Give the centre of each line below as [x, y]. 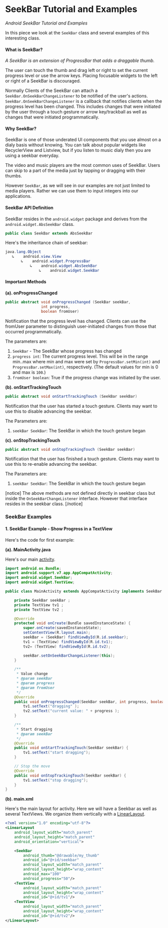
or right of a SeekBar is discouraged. [43, 81]
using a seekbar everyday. [32, 155]
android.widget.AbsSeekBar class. [40, 224]
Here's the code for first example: [40, 540]
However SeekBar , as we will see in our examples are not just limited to [78, 185]
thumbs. [14, 176]
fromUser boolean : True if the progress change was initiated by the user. [86, 377]
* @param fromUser [35, 688]
